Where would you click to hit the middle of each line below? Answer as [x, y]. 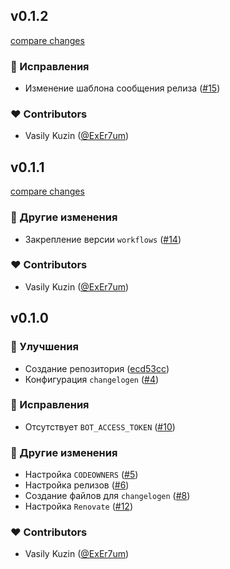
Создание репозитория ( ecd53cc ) [97, 368]
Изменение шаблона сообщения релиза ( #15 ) [122, 88]
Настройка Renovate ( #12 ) [78, 506]
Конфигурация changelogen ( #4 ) [92, 379]
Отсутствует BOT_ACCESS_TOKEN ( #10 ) [100, 426]
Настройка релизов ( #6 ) [77, 485]
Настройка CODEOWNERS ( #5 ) [81, 475]
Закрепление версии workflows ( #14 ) [103, 239]
